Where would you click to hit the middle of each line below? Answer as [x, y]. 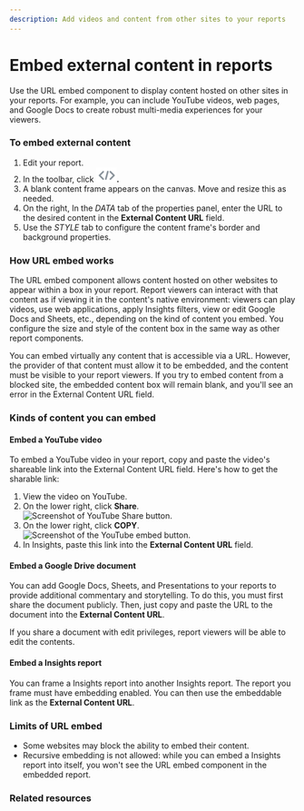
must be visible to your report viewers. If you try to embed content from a [147, 375]
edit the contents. [42, 642]
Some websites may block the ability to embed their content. [136, 746]
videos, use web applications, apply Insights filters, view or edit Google [142, 310]
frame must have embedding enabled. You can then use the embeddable [146, 692]
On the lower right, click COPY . [81, 526]
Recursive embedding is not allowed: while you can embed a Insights [152, 755]
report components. [47, 338]
